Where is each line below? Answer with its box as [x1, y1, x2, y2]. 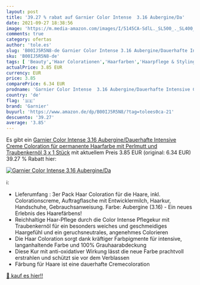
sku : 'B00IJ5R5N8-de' [6, 53, 60, 59]
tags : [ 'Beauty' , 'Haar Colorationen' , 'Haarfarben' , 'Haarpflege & [6, 59, 174, 65]
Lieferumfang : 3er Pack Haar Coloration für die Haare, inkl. [14, 191, 161, 198]
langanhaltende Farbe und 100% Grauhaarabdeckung [14, 241, 147, 249]
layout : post [6, 8, 39, 15]
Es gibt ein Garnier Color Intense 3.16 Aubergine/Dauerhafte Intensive [6, 136, 177, 143]
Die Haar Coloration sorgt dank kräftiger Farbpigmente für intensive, [14, 235, 182, 243]
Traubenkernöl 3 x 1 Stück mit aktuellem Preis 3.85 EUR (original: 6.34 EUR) [6, 149, 192, 156]
